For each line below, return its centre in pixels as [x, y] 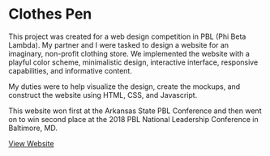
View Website [31, 143]
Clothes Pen [50, 14]
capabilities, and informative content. [70, 70]
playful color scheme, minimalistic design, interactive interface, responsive [133, 62]
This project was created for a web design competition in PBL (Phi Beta [127, 36]
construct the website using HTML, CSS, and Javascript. [103, 95]
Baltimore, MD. [33, 128]
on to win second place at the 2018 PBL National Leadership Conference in [133, 119]
